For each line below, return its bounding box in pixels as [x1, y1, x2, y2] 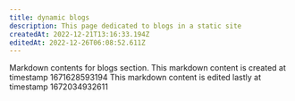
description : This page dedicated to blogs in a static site [9, 21, 242, 30]
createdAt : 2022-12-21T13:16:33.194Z [9, 29, 150, 38]
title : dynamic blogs [9, 13, 90, 22]
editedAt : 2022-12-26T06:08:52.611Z [9, 38, 146, 47]
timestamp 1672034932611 [9, 81, 109, 92]
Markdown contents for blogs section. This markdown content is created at [9, 63, 286, 73]
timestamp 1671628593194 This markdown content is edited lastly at [9, 72, 262, 83]
